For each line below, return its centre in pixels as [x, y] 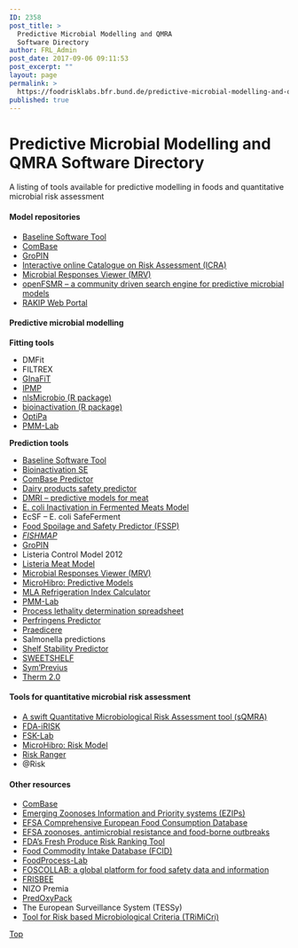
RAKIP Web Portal [55, 302]
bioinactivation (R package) [72, 407]
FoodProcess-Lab [55, 860]
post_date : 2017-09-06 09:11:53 [69, 59]
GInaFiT [36, 379]
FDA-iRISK [41, 726]
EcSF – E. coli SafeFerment [71, 516]
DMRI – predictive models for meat [85, 498]
